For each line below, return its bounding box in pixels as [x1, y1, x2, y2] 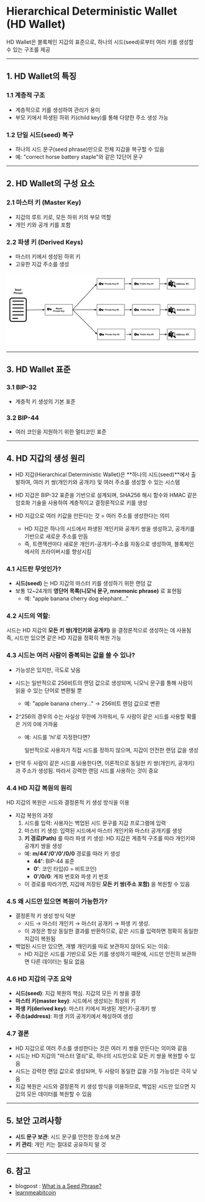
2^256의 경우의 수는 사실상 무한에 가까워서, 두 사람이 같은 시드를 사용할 [15, 713, 185, 720]
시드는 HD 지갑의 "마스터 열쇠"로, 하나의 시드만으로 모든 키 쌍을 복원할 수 [15, 1052, 189, 1059]
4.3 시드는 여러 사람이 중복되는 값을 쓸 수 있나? [6, 651, 135, 660]
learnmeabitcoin [15, 1189, 56, 1197]
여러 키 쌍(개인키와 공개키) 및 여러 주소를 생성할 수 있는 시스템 [33, 478, 180, 486]
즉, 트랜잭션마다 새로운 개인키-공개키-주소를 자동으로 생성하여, [24, 540, 173, 547]
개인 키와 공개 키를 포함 [15, 221, 71, 228]
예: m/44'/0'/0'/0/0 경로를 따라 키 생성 [24, 850, 121, 857]
